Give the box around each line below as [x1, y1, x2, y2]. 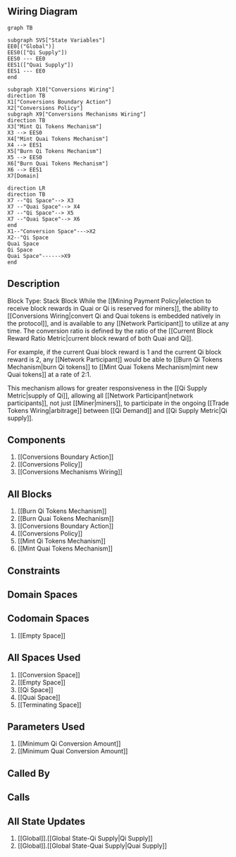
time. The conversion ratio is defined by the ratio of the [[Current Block [7, 326, 213, 335]
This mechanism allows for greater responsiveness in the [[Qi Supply [7, 383, 208, 392]
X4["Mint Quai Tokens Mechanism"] [7, 135, 109, 142]
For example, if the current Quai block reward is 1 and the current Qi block [7, 347, 222, 356]
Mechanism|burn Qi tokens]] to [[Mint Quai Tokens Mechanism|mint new [7, 362, 218, 371]
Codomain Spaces [7, 612, 89, 624]
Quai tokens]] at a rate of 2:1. [7, 370, 92, 378]
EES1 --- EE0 [7, 67, 46, 75]
